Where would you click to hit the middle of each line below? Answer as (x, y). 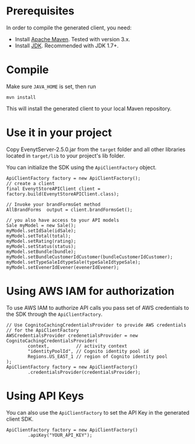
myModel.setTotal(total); (38, 236)
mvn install (21, 97)
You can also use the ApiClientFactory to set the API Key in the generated (98, 412)
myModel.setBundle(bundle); (41, 252)
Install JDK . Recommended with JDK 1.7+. (67, 46)
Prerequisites (40, 11)
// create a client (31, 183)
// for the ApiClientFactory (43, 330)
